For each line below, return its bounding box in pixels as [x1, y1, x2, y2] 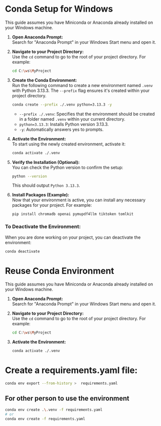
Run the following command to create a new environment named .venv [12, 82, 153, 88]
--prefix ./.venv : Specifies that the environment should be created [19, 111, 155, 117]
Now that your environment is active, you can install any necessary [12, 197, 146, 203]
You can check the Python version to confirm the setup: [12, 164, 123, 170]
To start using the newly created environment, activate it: [12, 141, 126, 147]
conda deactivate [5, 249, 40, 254]
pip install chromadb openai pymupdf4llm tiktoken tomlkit [12, 212, 134, 217]
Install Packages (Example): [12, 192, 69, 198]
